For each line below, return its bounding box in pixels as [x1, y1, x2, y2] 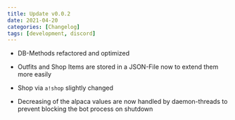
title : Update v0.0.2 [7, 10, 71, 18]
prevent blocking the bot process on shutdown [17, 105, 153, 113]
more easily [17, 70, 51, 79]
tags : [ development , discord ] [7, 29, 96, 37]
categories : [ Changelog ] [7, 23, 80, 30]
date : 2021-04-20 [7, 17, 58, 24]
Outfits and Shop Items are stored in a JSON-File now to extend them [17, 62, 219, 71]
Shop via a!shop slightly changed [17, 84, 114, 92]
